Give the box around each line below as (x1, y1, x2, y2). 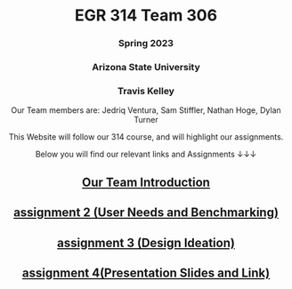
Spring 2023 (118, 37, 174, 50)
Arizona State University (91, 61, 201, 74)
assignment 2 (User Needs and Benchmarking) (12, 205, 280, 221)
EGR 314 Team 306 (75, 5, 217, 26)
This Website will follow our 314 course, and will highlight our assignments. (8, 132, 284, 142)
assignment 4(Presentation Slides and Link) (21, 265, 271, 280)
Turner (134, 115, 158, 125)
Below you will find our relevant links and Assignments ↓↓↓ (35, 149, 257, 160)
